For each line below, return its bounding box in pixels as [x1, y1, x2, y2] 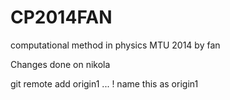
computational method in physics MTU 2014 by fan [10, 39, 221, 51]
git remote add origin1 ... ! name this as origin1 [10, 77, 199, 90]
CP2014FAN [10, 6, 113, 29]
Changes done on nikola [10, 58, 111, 70]
